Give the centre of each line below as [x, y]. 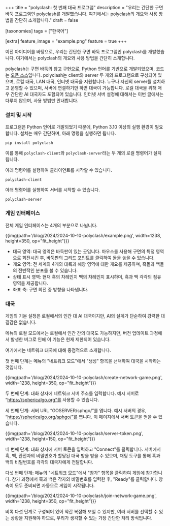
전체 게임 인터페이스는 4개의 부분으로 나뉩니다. [52, 225]
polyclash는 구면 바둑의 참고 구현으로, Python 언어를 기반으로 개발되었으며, [80, 69]
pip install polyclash [29, 143]
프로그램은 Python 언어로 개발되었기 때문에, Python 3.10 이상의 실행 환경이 [79, 127]
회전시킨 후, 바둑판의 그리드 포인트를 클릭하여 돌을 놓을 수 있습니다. [88, 258]
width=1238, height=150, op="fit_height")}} [50, 439]
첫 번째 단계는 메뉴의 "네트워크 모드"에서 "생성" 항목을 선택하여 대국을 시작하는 [83, 361]
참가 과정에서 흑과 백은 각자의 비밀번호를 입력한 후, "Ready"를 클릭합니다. [85, 479]
